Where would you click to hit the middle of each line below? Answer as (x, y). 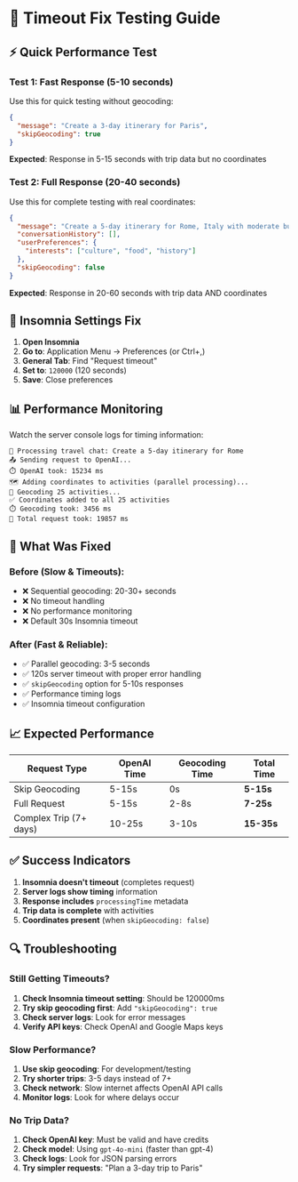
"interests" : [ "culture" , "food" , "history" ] (111, 251)
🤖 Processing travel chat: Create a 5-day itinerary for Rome (126, 451)
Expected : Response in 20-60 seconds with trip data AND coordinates (138, 293)
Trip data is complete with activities (88, 910)
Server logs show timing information (90, 891)
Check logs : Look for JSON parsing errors (99, 1159)
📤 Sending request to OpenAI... (70, 460)
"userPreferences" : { (57, 243)
